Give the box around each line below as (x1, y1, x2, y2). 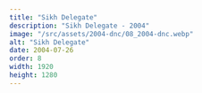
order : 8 (9, 54, 42, 63)
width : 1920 (9, 63, 54, 72)
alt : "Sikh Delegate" (9, 37, 90, 47)
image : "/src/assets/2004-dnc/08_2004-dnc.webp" (9, 29, 194, 38)
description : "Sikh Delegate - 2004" (9, 21, 150, 30)
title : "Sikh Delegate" (9, 12, 98, 22)
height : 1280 (9, 71, 58, 80)
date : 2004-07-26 (9, 46, 74, 55)
